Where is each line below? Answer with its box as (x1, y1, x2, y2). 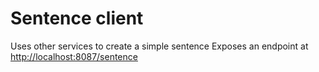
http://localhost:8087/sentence (10, 50, 138, 62)
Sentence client (10, 7, 144, 30)
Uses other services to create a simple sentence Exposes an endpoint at (10, 40, 309, 52)
